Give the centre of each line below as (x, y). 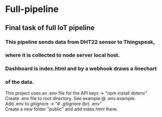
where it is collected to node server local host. (63, 55)
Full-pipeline (32, 9)
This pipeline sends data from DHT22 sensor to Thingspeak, (80, 42)
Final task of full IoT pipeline (50, 28)
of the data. (20, 82)
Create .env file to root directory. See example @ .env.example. (70, 98)
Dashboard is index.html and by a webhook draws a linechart (81, 68)
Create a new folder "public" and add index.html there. (61, 109)
